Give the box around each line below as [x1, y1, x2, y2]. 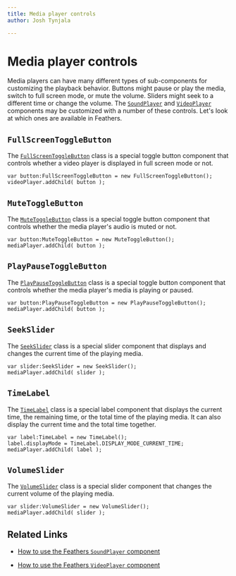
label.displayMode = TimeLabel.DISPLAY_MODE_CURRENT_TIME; [7, 440, 185, 447]
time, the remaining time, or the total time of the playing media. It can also [7, 412, 221, 421]
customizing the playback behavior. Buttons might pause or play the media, [7, 84, 226, 92]
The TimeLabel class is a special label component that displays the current [7, 405, 223, 413]
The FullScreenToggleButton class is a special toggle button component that [7, 152, 229, 160]
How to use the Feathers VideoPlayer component [17, 561, 161, 570]
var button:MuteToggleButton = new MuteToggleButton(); [7, 236, 175, 243]
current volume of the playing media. [7, 489, 115, 498]
